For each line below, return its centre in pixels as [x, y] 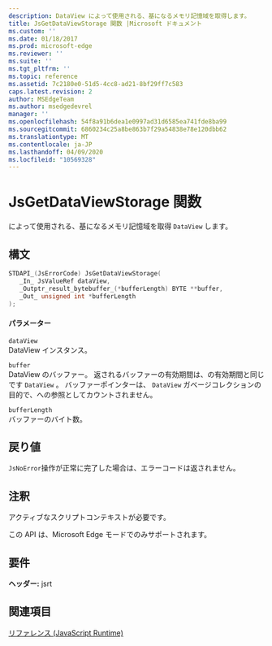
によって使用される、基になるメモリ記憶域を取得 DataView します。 [121, 226]
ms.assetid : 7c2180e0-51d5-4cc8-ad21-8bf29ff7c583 [96, 84]
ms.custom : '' [32, 31]
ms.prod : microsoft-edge [50, 46]
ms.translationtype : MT [49, 137]
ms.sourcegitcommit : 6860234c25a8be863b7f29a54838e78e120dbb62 [118, 129]
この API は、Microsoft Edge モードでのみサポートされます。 [110, 535]
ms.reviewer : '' [36, 54]
